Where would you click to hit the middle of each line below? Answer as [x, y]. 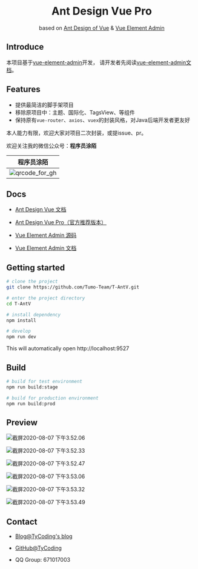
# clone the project [32, 282]
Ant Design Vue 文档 [41, 210]
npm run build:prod [31, 404]
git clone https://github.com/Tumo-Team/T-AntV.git [73, 287]
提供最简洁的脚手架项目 [44, 105]
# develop [19, 331]
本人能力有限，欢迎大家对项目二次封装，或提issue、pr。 [77, 133]
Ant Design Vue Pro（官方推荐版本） [61, 222]
